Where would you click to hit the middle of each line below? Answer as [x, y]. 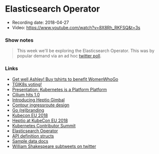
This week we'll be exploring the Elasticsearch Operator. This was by [86, 51]
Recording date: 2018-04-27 [40, 22]
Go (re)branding [28, 110]
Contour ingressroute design [40, 105]
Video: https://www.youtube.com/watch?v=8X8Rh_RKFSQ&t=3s [76, 27]
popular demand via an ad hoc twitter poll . [59, 56]
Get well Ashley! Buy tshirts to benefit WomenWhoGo [65, 79]
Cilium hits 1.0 [26, 94]
